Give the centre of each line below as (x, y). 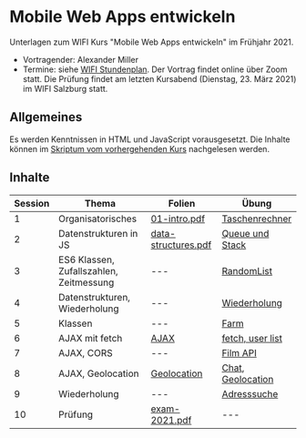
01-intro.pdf (178, 219)
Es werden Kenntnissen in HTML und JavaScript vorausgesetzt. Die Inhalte (150, 139)
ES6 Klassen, (87, 260)
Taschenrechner (257, 219)
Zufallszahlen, (88, 270)
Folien (182, 203)
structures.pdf (181, 245)
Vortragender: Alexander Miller (81, 59)
